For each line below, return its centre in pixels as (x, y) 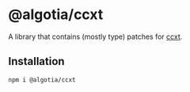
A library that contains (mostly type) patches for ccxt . (95, 36)
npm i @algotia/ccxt (42, 80)
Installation (36, 61)
